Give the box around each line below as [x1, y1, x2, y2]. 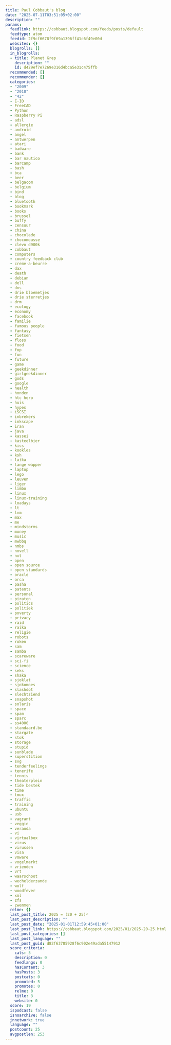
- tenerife [10, 769, 33, 774]
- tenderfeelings [10, 764, 47, 769]
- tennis [10, 773, 29, 778]
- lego [10, 472, 24, 477]
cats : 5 [14, 950, 31, 955]
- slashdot [10, 687, 33, 692]
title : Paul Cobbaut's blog [5, 7, 66, 13]
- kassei [10, 433, 29, 439]
